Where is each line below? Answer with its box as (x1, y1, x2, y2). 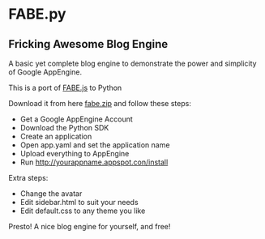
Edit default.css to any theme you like (19, 206, 146, 216)
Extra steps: (8, 173, 49, 182)
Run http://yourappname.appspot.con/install (19, 157, 169, 167)
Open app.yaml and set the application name (19, 140, 170, 150)
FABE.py (8, 5, 66, 23)
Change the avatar (19, 189, 83, 198)
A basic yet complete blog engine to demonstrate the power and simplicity (8, 58, 257, 68)
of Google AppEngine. (8, 67, 83, 77)
